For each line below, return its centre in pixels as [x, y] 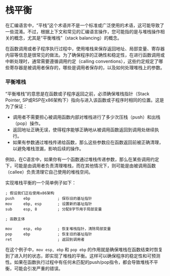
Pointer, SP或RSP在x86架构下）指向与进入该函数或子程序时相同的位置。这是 [85, 100]
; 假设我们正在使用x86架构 [30, 193]
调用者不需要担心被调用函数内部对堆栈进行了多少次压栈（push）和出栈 [87, 117]
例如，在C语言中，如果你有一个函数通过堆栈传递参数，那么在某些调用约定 [82, 159]
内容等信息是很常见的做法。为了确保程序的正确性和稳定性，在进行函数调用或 [85, 55]
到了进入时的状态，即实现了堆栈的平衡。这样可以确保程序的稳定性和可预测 [83, 256]
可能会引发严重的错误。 [38, 268]
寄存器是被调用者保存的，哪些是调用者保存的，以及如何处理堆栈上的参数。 [87, 67]
